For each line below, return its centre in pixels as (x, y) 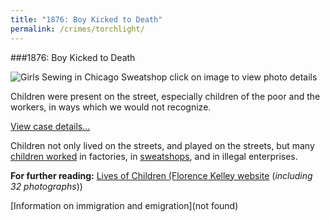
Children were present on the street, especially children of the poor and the (165, 96)
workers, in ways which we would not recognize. (111, 107)
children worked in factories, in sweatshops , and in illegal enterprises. (154, 156)
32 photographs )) (46, 186)
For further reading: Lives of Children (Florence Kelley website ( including (161, 175)
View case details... (50, 126)
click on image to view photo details (243, 77)
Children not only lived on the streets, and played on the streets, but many (162, 145)
